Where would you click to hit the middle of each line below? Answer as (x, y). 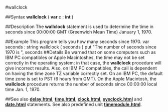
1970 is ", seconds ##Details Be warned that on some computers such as (81, 52)
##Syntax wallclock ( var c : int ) (39, 17)
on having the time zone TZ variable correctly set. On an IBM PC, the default (84, 73)
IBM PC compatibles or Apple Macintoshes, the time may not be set (75, 57)
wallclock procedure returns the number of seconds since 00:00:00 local (81, 84)
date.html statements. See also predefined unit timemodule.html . (73, 104)
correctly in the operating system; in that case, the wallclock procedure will (83, 63)
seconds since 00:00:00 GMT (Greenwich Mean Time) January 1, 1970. (79, 32)
